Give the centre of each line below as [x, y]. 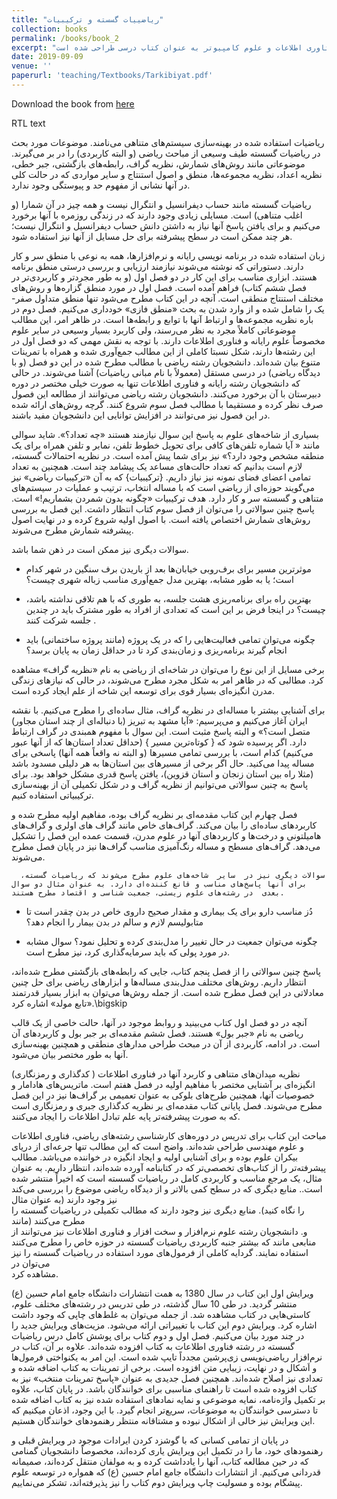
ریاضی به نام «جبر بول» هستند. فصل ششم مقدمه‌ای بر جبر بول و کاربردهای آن [157, 1033]
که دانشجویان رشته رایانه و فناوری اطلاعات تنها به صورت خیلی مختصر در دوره [156, 383]
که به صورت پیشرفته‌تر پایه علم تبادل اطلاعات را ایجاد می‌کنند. [126, 1116]
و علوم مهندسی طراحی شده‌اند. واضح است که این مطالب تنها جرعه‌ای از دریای [157, 1146]
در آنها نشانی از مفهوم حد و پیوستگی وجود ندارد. [101, 185]
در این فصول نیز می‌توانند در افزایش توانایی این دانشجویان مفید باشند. [141, 415]
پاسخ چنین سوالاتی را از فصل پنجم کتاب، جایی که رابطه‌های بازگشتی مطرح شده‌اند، [166, 971]
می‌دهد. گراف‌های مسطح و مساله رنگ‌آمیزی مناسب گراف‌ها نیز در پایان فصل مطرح [166, 846]
